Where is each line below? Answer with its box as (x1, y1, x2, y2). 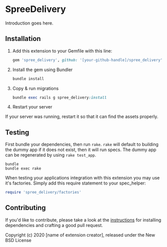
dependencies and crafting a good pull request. (5, 222, 103, 228)
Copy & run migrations (12, 85, 59, 91)
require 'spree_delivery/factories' (5, 190, 81, 195)
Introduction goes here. (5, 20, 53, 26)
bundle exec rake (5, 166, 41, 171)
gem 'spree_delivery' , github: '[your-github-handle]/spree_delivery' (12, 57, 163, 62)
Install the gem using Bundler (12, 66, 73, 72)
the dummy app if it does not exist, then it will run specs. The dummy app (5, 146, 156, 153)
